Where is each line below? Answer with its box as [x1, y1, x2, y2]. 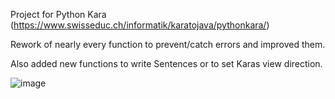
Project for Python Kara [10, 9, 107, 20]
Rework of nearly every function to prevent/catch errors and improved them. [10, 39, 326, 50]
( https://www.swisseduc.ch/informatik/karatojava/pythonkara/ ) [10, 19, 270, 31]
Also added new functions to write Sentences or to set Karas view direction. [10, 58, 323, 69]
